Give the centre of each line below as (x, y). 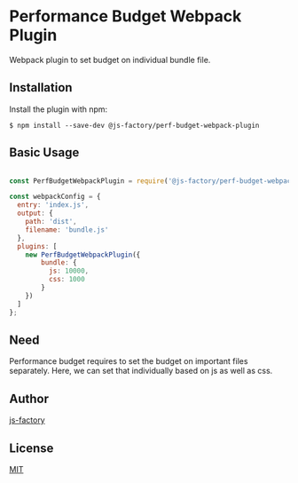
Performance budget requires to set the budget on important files (129, 361)
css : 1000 (67, 280)
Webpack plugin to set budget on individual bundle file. (110, 59)
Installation (41, 87)
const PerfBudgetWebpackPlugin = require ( (89, 181)
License (31, 448)
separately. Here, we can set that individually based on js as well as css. (141, 371)
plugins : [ (37, 246)
